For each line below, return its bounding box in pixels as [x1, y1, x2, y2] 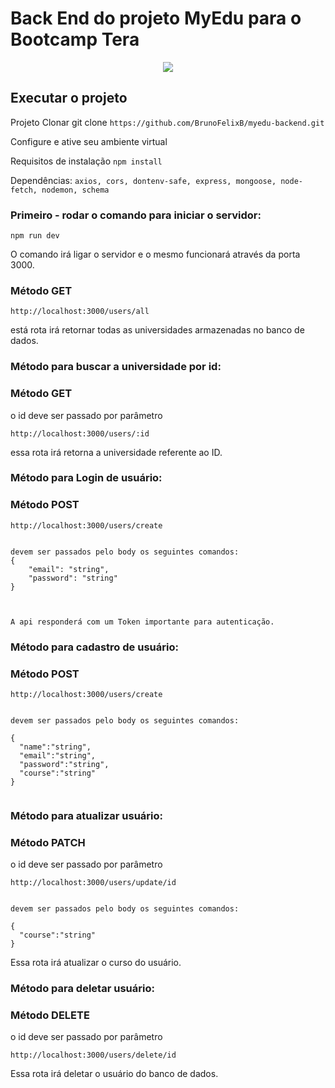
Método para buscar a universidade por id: [10, 360, 222, 374]
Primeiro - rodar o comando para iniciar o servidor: [10, 208, 262, 222]
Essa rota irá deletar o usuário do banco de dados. [10, 1068, 219, 1080]
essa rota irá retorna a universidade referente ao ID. [10, 446, 223, 458]
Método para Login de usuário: [10, 471, 163, 485]
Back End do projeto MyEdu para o [10, 7, 302, 30]
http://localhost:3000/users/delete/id [10, 1050, 177, 1061]
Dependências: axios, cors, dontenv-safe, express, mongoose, [10, 174, 277, 186]
